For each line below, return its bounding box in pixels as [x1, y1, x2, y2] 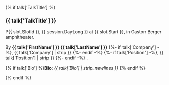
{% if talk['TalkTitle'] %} [5, 5, 56, 10]
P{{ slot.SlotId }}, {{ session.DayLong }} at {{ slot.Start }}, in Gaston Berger [5, 29, 162, 35]
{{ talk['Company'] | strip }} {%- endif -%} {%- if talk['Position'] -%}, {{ [14, 50, 164, 56]
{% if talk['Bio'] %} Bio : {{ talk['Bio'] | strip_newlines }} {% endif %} [5, 65, 146, 71]
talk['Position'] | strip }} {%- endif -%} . [5, 55, 88, 61]
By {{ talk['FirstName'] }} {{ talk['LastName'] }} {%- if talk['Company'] [5, 44, 156, 50]
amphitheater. [5, 34, 35, 40]
